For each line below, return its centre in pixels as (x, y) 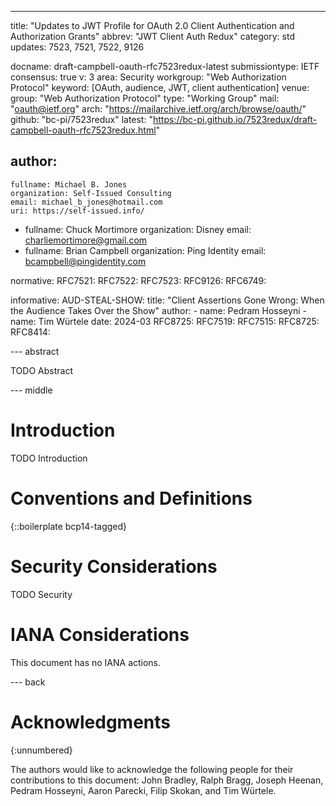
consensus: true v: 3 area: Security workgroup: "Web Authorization (148, 77)
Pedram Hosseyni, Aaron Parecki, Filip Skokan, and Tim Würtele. (143, 790)
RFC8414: (30, 332)
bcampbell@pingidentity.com (85, 261)
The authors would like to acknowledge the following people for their (152, 769)
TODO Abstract (41, 370)
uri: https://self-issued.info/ (77, 211)
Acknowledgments (91, 722)
